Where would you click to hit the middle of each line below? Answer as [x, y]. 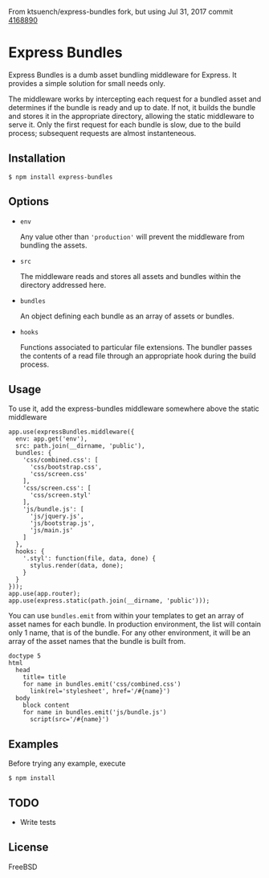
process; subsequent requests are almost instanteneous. [102, 133]
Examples [33, 744]
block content [46, 706]
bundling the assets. [53, 245]
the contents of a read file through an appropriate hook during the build [138, 355]
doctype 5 [25, 656]
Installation [37, 159]
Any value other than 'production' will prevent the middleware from [132, 236]
